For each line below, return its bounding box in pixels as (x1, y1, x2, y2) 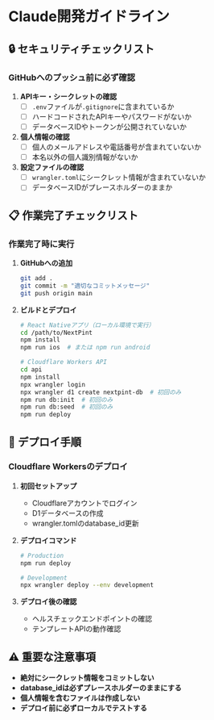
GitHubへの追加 (19, 258, 73, 267)
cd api (19, 366, 43, 374)
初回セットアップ (19, 481, 77, 491)
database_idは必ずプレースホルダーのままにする (19, 683, 183, 693)
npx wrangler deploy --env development (19, 581, 154, 589)
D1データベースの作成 (31, 508, 104, 517)
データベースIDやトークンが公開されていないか (31, 122, 187, 132)
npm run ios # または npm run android (19, 344, 150, 352)
